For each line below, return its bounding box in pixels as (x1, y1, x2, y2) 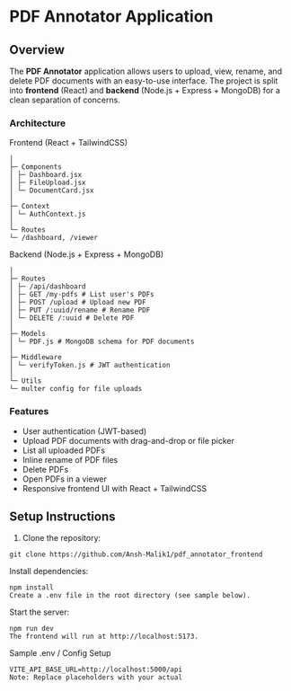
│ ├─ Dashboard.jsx (9, 171, 83, 180)
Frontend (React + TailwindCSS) (9, 137, 128, 148)
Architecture (9, 117, 66, 129)
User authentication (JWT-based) (22, 425, 147, 437)
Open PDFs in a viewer (22, 474, 108, 484)
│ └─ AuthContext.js (9, 209, 87, 219)
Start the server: (9, 607, 70, 617)
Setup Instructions (9, 509, 116, 524)
